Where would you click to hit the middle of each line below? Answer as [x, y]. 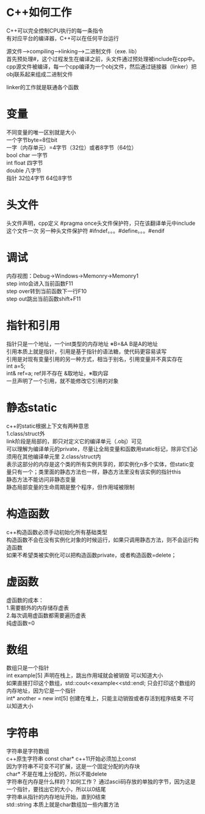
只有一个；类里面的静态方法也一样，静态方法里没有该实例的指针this [96, 472]
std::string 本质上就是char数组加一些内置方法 [63, 805]
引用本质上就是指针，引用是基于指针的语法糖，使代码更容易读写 [86, 351]
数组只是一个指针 [28, 668]
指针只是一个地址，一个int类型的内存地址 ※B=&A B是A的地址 [82, 343]
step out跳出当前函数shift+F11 [44, 299]
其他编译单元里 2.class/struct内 [62, 457]
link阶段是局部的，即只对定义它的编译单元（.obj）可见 [74, 441]
